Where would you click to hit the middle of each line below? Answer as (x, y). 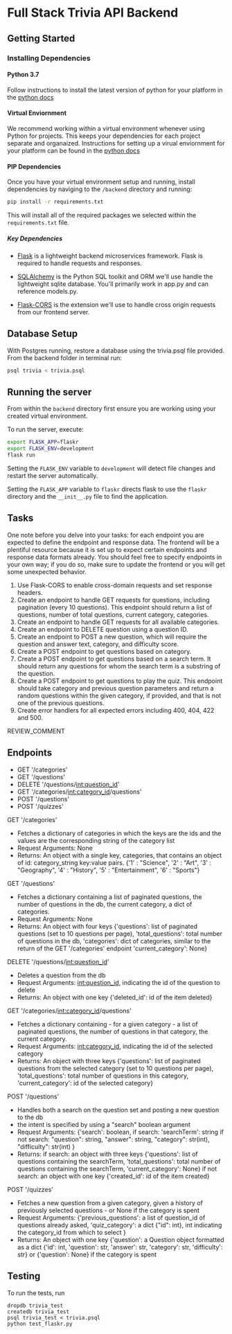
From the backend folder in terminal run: (65, 357)
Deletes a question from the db (61, 975)
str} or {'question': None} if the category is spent (87, 1254)
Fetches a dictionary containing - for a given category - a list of (108, 1024)
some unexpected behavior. (47, 571)
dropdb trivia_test (35, 1306)
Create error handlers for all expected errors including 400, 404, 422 (116, 710)
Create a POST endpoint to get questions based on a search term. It (114, 659)
